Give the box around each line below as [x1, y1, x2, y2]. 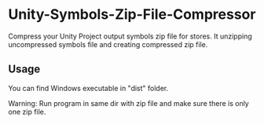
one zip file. [8, 107, 46, 116]
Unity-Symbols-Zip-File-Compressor [8, 5, 256, 24]
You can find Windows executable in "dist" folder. [8, 83, 169, 93]
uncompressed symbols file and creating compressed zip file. [8, 39, 208, 49]
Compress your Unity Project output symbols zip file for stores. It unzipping [8, 31, 253, 41]
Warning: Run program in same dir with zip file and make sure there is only [8, 98, 249, 108]
